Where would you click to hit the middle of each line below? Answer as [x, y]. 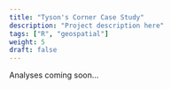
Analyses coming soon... [54, 75]
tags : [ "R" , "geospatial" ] [59, 33]
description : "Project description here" [87, 26]
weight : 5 [27, 42]
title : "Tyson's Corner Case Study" [77, 17]
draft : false [33, 50]
